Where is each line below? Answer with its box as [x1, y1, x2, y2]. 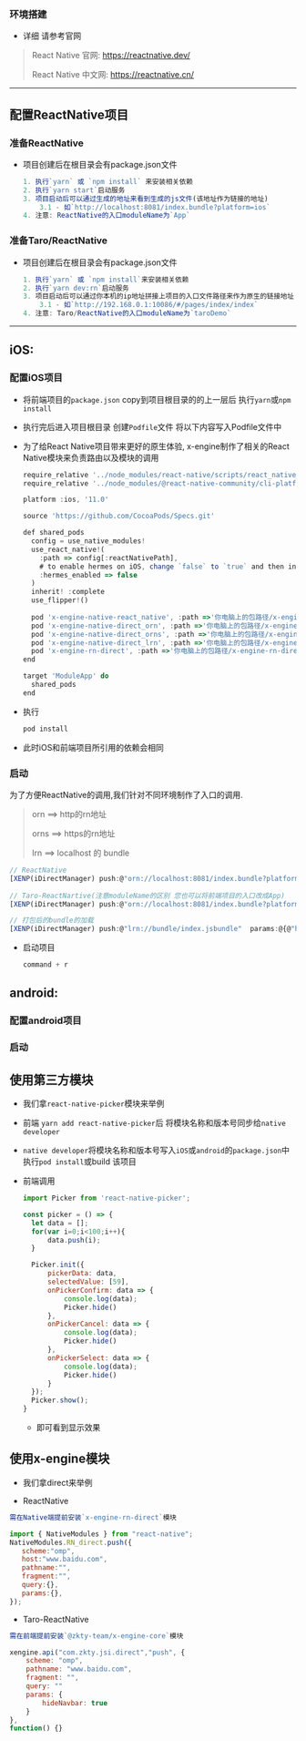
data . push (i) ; [46, 1235, 101, 1244]
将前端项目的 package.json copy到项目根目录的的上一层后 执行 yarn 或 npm [22, 394, 291, 405]
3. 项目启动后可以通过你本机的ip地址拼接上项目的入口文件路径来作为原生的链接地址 [22, 292, 294, 302]
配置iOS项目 [9, 372, 64, 384]
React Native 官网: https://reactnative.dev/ [31, 50, 191, 61]
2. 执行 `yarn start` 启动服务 [22, 185, 126, 195]
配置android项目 [9, 1014, 82, 1027]
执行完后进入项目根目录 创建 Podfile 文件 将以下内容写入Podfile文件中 [22, 421, 282, 432]
